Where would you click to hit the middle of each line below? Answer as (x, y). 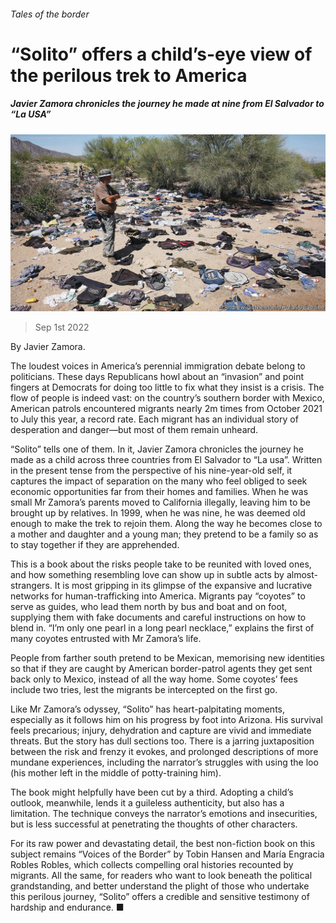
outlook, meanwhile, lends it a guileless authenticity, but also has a (147, 803)
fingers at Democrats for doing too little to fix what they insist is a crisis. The (167, 387)
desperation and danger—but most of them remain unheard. (134, 430)
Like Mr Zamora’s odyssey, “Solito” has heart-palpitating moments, (147, 709)
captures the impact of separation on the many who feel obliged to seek (159, 481)
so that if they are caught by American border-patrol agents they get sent (161, 669)
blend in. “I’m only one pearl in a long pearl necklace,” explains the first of (162, 628)
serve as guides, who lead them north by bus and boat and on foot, (149, 607)
